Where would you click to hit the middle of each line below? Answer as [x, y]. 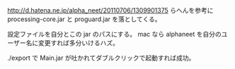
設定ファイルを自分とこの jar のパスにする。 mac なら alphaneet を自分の [114, 34]
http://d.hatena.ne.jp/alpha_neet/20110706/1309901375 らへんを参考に [110, 10]
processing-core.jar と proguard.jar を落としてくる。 [84, 19]
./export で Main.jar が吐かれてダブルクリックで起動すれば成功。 [101, 58]
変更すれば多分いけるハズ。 [78, 43]
